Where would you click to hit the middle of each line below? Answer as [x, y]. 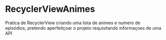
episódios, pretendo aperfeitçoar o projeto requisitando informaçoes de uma [83, 28]
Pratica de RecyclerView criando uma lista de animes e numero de [73, 23]
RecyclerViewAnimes [50, 9]
